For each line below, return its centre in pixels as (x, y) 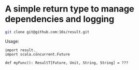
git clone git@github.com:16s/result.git (47, 32)
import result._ (21, 50)
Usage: (12, 41)
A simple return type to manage (69, 9)
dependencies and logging (60, 19)
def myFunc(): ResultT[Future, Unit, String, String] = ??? (67, 63)
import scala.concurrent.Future (37, 54)
